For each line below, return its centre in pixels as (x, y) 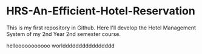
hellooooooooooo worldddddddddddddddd (61, 46)
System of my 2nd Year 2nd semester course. (64, 34)
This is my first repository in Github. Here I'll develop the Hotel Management (101, 28)
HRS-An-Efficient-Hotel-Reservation (101, 11)
